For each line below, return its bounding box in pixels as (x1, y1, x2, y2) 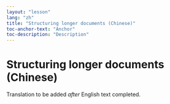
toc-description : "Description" (6, 32, 89, 38)
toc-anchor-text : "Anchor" (6, 26, 75, 32)
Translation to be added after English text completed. (6, 91, 141, 98)
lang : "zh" (6, 15, 34, 21)
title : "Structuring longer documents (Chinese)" (6, 20, 136, 26)
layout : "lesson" (6, 9, 51, 15)
